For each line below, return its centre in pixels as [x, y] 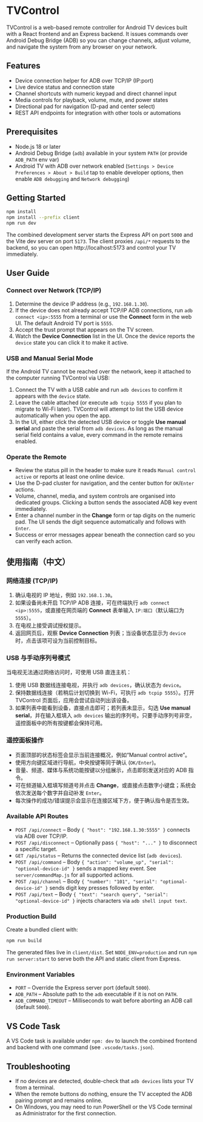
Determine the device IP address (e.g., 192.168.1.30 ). [82, 304]
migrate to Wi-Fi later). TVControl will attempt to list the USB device [99, 409]
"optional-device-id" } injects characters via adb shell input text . [101, 900]
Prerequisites [32, 132]
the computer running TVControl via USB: [58, 378]
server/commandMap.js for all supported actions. [74, 875]
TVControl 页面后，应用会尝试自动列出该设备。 [74, 700]
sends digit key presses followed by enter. [102, 888]
